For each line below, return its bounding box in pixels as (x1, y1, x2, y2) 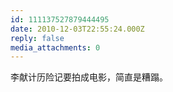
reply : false (10, 33, 65, 43)
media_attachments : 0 (10, 42, 101, 53)
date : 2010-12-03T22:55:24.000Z (10, 24, 145, 34)
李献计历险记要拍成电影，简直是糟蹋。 (10, 71, 168, 83)
